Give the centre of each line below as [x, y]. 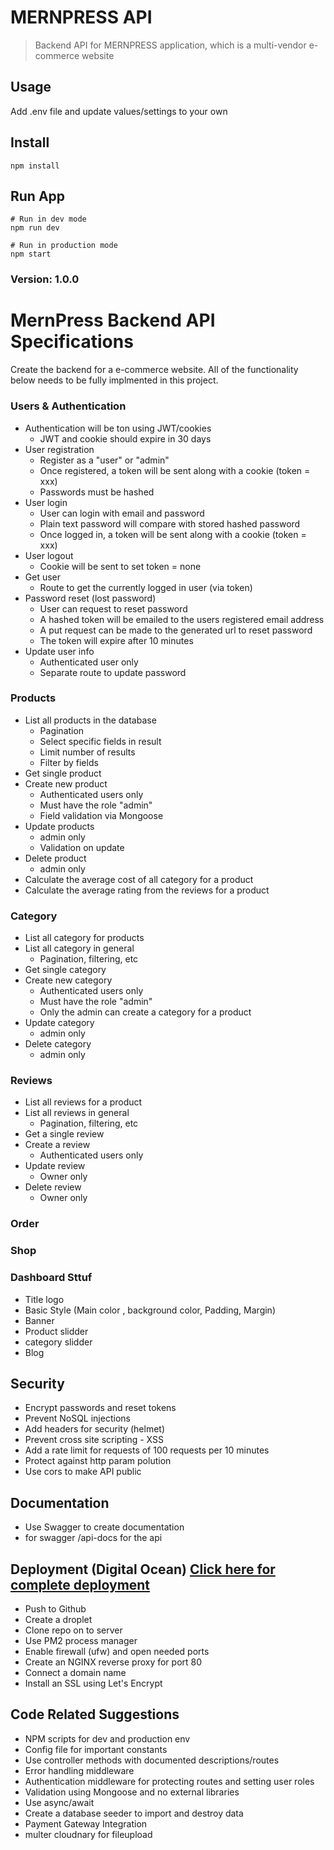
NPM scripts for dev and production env [107, 1738]
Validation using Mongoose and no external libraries [132, 1792]
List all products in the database [90, 720]
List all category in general [79, 948]
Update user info [59, 651]
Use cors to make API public [83, 1472]
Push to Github [55, 1609]
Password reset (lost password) [90, 598]
